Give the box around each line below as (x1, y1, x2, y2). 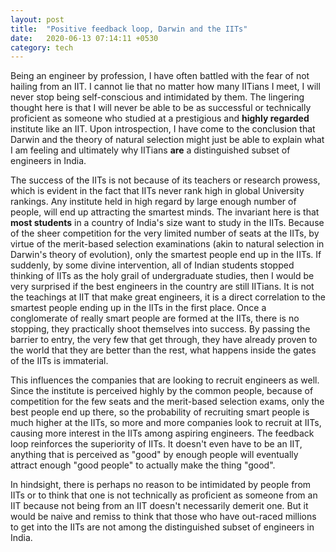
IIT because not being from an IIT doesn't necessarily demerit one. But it (10, 500, 309, 512)
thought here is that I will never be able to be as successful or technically (10, 102, 312, 114)
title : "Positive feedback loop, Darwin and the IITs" (10, 24, 248, 34)
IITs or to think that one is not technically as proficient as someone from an (10, 489, 318, 501)
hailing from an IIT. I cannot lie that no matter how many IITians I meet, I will (10, 81, 321, 93)
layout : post (10, 14, 65, 25)
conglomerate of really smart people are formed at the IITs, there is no (10, 312, 300, 325)
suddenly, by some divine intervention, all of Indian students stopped (10, 259, 295, 271)
